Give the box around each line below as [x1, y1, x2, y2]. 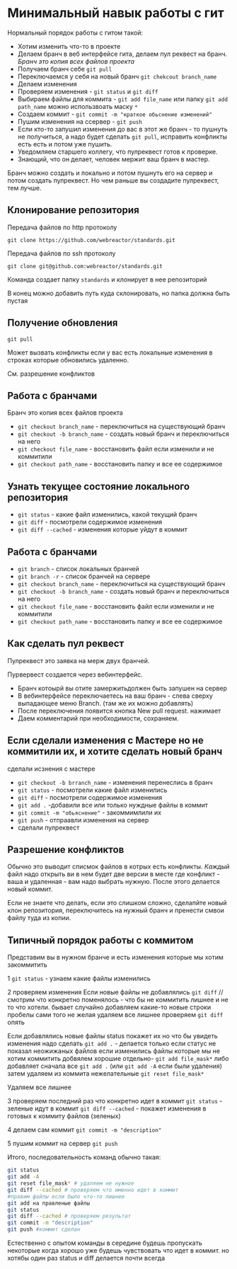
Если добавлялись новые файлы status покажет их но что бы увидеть [7, 1032, 218, 1040]
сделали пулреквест [17, 823, 80, 832]
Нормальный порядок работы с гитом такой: [7, 28, 144, 37]
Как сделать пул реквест [7, 638, 125, 650]
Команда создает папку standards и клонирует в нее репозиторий [7, 275, 207, 284]
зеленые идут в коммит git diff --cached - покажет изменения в [7, 1104, 207, 1113]
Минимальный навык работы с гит [7, 5, 224, 21]
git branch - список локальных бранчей [17, 565, 139, 573]
